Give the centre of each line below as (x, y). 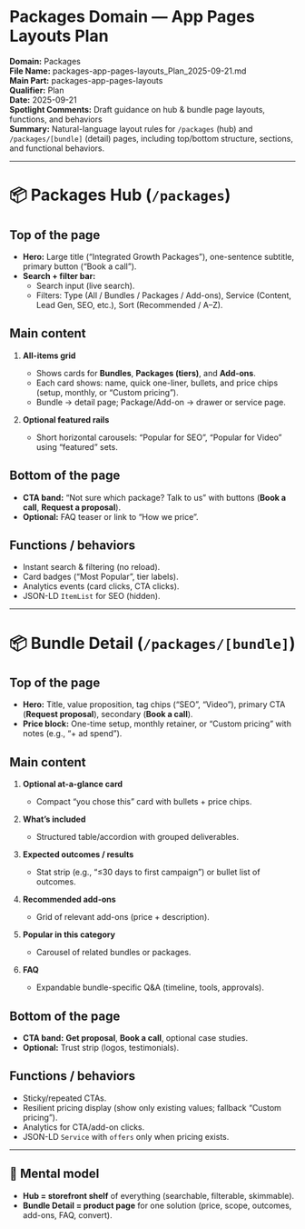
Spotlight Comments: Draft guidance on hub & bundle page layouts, (138, 109)
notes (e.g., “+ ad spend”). (72, 734)
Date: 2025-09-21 (43, 100)
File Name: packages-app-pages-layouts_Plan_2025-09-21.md (128, 71)
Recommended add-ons (69, 899)
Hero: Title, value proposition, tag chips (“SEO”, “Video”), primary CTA (154, 704)
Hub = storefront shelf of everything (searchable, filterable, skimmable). (158, 1195)
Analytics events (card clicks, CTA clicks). (101, 586)
